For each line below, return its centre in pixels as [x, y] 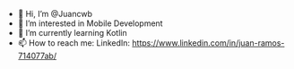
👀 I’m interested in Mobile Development [90, 23]
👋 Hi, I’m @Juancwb [55, 14]
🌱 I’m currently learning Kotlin [72, 33]
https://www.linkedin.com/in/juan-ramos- [208, 43]
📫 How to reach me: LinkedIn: [74, 43]
